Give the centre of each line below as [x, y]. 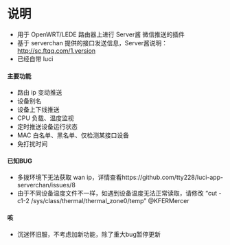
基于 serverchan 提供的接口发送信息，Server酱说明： [92, 43]
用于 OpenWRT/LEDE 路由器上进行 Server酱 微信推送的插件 [101, 34]
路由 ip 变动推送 [39, 93]
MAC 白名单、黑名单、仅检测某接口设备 [73, 135]
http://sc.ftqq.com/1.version [56, 50]
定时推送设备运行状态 [47, 127]
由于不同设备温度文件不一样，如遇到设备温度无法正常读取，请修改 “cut [117, 194]
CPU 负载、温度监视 [45, 118]
